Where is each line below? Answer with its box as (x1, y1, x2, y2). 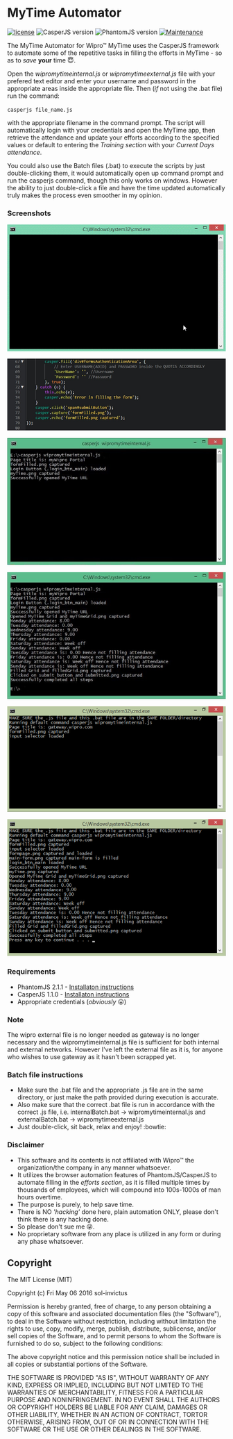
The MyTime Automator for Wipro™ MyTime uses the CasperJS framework (7, 41, 220, 49)
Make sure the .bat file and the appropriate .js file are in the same (17, 1086, 204, 1095)
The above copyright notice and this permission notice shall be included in (7, 1353, 220, 1361)
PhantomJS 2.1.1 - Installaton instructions (17, 983, 134, 991)
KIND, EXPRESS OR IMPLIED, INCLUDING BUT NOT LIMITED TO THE (7, 1381, 204, 1390)
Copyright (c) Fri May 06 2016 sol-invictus (7, 1289, 128, 1297)
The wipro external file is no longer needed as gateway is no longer (7, 1030, 200, 1039)
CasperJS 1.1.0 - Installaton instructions (17, 990, 130, 998)
